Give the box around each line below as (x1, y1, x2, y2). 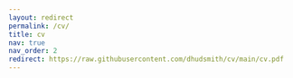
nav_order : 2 (8, 47, 58, 56)
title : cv (8, 30, 46, 39)
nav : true (8, 38, 46, 48)
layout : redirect (8, 13, 74, 22)
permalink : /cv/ (8, 22, 70, 30)
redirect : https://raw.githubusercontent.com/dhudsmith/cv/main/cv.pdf (8, 55, 284, 64)
